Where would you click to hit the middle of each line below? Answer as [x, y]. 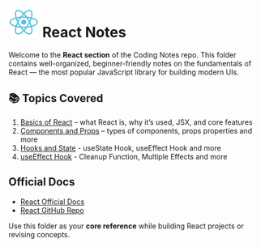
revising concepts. [39, 234]
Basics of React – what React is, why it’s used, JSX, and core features [136, 122]
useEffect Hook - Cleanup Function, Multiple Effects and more [124, 156]
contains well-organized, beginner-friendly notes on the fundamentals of [130, 63]
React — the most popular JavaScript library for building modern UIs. [124, 72]
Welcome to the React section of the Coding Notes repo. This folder [122, 54]
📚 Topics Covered [56, 98]
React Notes [84, 33]
